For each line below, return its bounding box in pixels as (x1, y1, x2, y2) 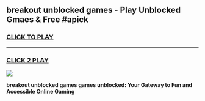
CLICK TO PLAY (6, 33, 54, 42)
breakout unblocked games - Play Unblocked (6, 5, 181, 15)
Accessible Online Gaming (6, 88, 75, 95)
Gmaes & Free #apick (6, 15, 88, 25)
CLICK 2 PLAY (6, 56, 49, 64)
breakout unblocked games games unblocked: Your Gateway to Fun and (6, 81, 193, 88)
